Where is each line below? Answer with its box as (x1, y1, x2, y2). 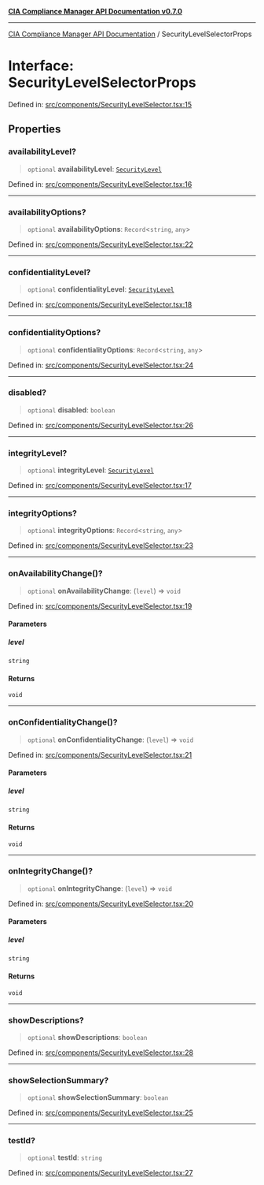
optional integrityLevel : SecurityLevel (27, 465, 155, 475)
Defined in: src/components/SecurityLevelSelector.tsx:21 (8, 750, 192, 759)
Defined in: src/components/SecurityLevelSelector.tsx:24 (8, 360, 194, 370)
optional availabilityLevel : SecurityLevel (27, 164, 163, 173)
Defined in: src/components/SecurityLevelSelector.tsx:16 (8, 179, 192, 188)
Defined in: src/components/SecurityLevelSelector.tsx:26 (8, 420, 194, 430)
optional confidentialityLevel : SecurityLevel (27, 285, 174, 294)
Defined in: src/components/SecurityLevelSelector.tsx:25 (8, 1108, 194, 1118)
